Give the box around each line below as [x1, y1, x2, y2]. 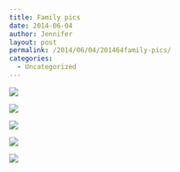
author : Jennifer [9, 29, 73, 38]
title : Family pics [9, 12, 81, 22]
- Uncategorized [17, 63, 77, 72]
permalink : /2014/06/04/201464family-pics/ [9, 46, 172, 55]
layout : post [9, 37, 57, 47]
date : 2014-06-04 [9, 21, 73, 30]
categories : [9, 54, 53, 63]
